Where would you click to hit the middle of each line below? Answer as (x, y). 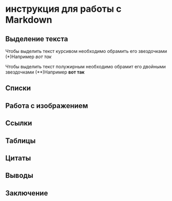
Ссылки (19, 123)
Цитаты (18, 158)
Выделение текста (37, 39)
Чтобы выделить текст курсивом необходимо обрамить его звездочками (86, 51)
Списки (18, 88)
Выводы (19, 176)
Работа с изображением (47, 106)
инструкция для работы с (63, 9)
